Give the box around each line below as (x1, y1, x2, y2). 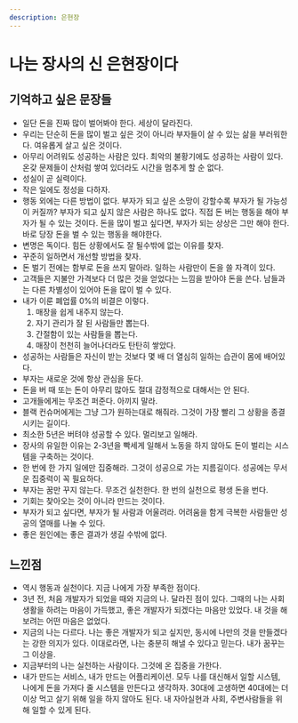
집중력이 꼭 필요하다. (31, 473, 104, 484)
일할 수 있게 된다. (31, 704, 92, 716)
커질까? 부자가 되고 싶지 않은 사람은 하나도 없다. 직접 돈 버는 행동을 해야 (31, 206, 280, 217)
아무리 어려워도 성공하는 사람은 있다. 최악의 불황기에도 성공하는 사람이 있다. (21, 150, 284, 161)
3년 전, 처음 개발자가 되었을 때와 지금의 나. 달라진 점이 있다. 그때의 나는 (21, 593, 269, 605)
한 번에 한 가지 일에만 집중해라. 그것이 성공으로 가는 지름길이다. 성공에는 (21, 462, 271, 472)
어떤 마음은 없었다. (45, 615, 111, 627)
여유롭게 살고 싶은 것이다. (34, 140, 123, 150)
